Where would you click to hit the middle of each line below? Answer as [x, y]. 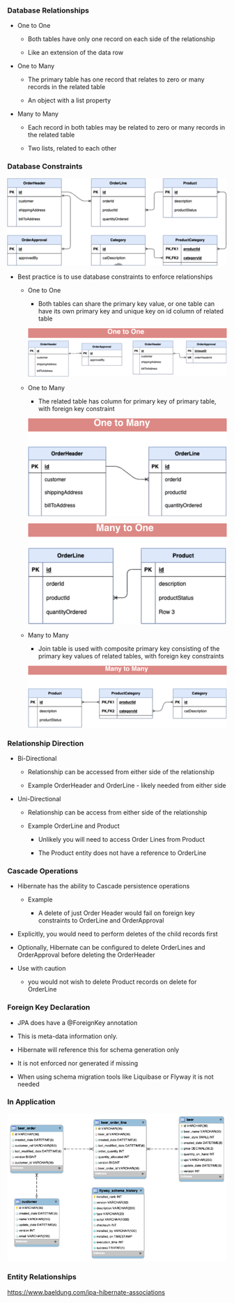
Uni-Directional [39, 799]
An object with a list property [69, 100]
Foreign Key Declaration [49, 1008]
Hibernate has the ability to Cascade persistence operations [103, 886]
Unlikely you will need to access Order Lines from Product [122, 839]
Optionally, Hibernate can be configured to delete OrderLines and [111, 948]
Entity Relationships [42, 1277]
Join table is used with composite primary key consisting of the [129, 648]
